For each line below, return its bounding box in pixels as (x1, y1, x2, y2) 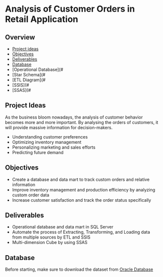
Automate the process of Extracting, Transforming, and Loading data (12, 229, 150, 235)
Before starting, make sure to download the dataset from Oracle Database (5, 266, 153, 273)
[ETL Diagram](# (12, 77, 46, 83)
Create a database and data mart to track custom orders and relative (12, 176, 150, 182)
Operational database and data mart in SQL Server (12, 224, 113, 230)
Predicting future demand (12, 149, 64, 155)
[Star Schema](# (12, 72, 46, 77)
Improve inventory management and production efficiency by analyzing (12, 187, 156, 192)
